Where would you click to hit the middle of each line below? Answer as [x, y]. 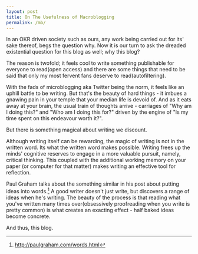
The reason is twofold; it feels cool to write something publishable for [90, 63]
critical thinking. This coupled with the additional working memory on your [96, 160]
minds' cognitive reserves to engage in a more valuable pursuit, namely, [93, 154]
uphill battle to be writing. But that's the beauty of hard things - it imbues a [97, 93]
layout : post [22, 11]
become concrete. [28, 216]
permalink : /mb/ [26, 22]
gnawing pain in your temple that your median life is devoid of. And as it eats [99, 100]
